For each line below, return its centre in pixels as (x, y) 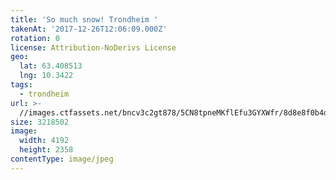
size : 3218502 (40, 122)
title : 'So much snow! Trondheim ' (84, 19)
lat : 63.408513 (51, 66)
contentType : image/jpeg (62, 159)
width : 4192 (44, 141)
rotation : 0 (35, 38)
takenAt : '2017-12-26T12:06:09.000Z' (89, 29)
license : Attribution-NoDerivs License (93, 47)
